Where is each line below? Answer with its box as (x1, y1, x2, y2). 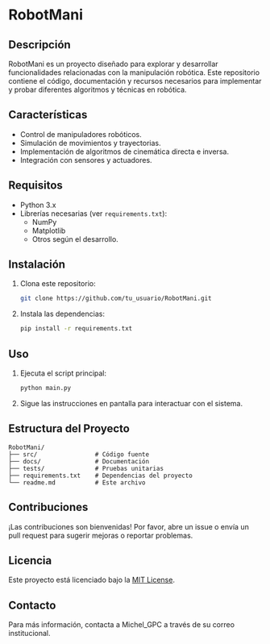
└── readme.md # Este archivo (8, 478, 147, 487)
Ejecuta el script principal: (19, 368, 107, 378)
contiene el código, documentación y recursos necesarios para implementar (8, 77, 262, 85)
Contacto (8, 598, 56, 612)
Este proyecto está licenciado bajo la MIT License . (8, 575, 176, 585)
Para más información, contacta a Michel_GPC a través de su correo (8, 620, 235, 629)
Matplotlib (31, 226, 66, 235)
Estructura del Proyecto (8, 422, 131, 436)
